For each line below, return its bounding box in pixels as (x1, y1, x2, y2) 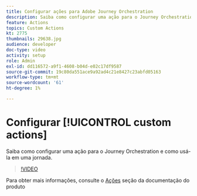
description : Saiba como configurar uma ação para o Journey (6, 14, 159, 20)
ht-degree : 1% (6, 85, 41, 91)
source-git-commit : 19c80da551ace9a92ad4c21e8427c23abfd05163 (6, 69, 161, 75)
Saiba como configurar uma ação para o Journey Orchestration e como (6, 148, 179, 155)
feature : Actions (6, 19, 49, 25)
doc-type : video (6, 47, 46, 53)
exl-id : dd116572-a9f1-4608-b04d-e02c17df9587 (6, 63, 122, 69)
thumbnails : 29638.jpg (6, 36, 62, 42)
